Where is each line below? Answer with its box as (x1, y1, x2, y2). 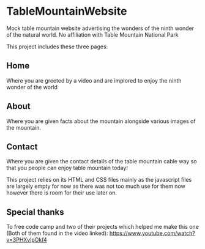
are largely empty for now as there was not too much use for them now (6, 182, 185, 190)
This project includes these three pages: (6, 43, 108, 50)
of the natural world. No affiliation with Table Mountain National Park (6, 31, 179, 38)
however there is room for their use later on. (6, 189, 117, 196)
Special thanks (6, 207, 64, 217)
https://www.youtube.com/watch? (109, 229, 196, 237)
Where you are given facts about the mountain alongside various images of (6, 117, 196, 125)
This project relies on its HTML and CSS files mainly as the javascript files (6, 176, 192, 184)
